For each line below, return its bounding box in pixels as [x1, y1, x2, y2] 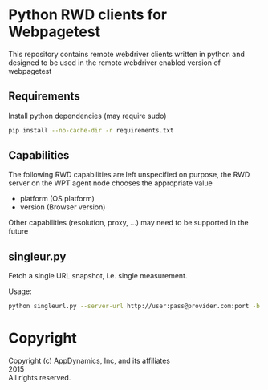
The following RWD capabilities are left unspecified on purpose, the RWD [8, 170, 250, 180]
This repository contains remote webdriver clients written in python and [8, 49, 245, 59]
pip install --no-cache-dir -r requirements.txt [8, 126, 174, 134]
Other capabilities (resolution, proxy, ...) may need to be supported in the [8, 218, 249, 228]
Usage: [8, 286, 32, 296]
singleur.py [8, 250, 67, 263]
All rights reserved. [8, 373, 71, 383]
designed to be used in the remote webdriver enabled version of [8, 58, 221, 67]
